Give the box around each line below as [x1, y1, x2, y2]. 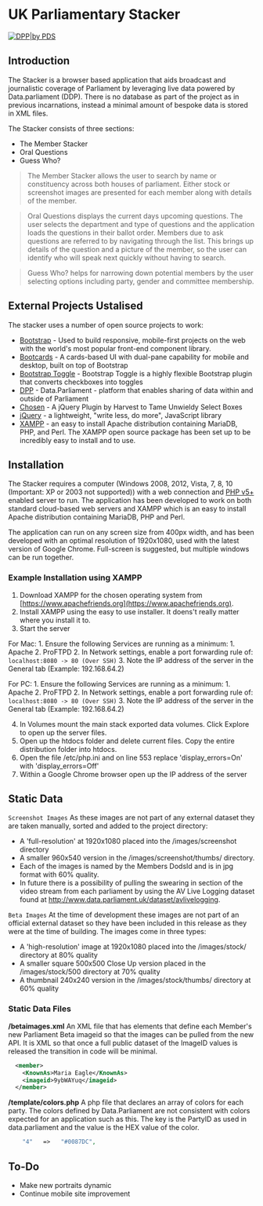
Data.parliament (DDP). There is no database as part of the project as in [8, 92, 240, 101]
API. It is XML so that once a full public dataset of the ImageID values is [8, 1038, 238, 1047]
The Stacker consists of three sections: [8, 123, 135, 133]
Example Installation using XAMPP [8, 572, 142, 583]
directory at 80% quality [19, 951, 98, 960]
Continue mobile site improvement [19, 1189, 131, 1198]
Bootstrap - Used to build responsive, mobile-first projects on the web [19, 335, 247, 345]
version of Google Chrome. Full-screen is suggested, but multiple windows [8, 544, 250, 554]
